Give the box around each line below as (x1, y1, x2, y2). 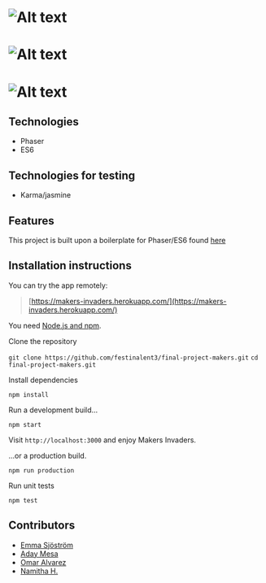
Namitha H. (20, 566, 59, 576)
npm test (8, 496, 38, 504)
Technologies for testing (8, 168, 136, 182)
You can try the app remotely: (8, 281, 108, 290)
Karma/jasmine (20, 190, 72, 200)
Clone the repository (8, 336, 77, 346)
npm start (8, 420, 42, 429)
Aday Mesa (20, 549, 59, 559)
